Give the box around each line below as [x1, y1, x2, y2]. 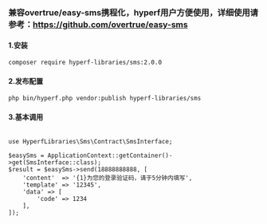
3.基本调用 [8, 112, 44, 121]
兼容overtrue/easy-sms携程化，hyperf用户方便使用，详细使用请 [8, 6, 259, 18]
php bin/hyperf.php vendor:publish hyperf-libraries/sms [8, 94, 202, 103]
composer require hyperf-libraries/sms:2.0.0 [8, 58, 162, 67]
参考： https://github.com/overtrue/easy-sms [8, 18, 189, 29]
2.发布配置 [8, 76, 44, 85]
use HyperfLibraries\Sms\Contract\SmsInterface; [8, 137, 173, 145]
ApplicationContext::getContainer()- [47, 151, 173, 159]
